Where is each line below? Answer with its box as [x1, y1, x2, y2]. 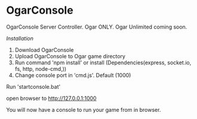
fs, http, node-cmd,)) [14, 65, 67, 72]
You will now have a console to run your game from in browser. [6, 106, 161, 113]
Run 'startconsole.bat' [6, 83, 61, 90]
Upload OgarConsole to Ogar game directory [14, 52, 125, 59]
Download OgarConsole [14, 46, 74, 54]
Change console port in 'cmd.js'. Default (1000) [14, 71, 131, 79]
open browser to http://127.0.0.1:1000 [6, 95, 97, 102]
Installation [6, 35, 34, 42]
